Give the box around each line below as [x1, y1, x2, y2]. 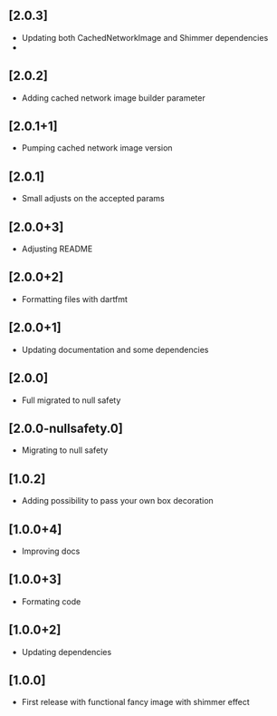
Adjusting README [21, 243, 93, 254]
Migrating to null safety [21, 445, 109, 456]
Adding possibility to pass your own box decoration [21, 495, 214, 506]
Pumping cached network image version [21, 142, 173, 153]
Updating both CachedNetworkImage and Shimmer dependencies [21, 32, 269, 43]
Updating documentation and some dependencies [21, 344, 209, 355]
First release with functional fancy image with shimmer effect [21, 697, 250, 708]
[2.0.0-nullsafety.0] [8, 420, 123, 436]
